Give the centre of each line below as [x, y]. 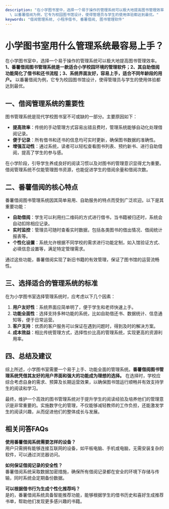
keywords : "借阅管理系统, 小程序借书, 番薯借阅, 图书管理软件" [65, 19]
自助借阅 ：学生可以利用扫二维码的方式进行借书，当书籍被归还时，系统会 [87, 217]
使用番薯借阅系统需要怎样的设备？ [40, 442]
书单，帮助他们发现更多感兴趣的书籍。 [45, 501]
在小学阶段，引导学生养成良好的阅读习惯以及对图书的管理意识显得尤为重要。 [84, 163]
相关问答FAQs [27, 429]
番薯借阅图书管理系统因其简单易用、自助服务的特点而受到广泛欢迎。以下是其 [84, 200]
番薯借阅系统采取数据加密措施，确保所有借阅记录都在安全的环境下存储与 [80, 472]
